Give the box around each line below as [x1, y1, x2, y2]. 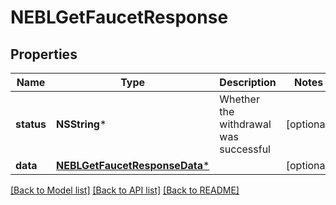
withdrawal [219, 117, 272, 131]
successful [219, 142, 271, 156]
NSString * [55, 117, 107, 131]
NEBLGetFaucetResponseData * [55, 159, 210, 172]
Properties [10, 46, 78, 63]
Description [219, 76, 277, 89]
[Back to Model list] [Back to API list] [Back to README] [10, 184, 240, 196]
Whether [219, 92, 260, 106]
